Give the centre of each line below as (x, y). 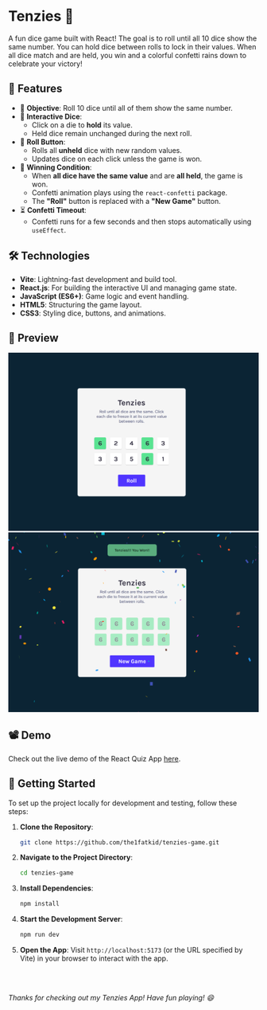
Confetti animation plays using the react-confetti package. (130, 192)
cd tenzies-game (46, 873)
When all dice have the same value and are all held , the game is (137, 175)
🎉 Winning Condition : (56, 167)
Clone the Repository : (56, 827)
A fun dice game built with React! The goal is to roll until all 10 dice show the (133, 38)
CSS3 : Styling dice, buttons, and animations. (93, 313)
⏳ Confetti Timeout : (53, 209)
